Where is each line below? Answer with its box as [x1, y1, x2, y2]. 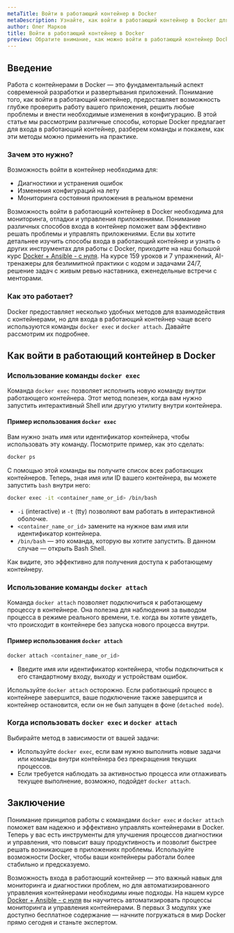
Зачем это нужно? [7, 149, 74, 159]
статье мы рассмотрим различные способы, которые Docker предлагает [7, 117, 226, 126]
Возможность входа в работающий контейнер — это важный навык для [7, 873, 223, 882]
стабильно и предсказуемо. [7, 860, 91, 868]
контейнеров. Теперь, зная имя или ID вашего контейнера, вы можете [7, 473, 217, 482]
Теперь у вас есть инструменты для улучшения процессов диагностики [7, 830, 223, 839]
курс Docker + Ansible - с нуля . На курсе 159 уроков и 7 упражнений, [7, 252, 214, 260]
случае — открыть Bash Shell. [17, 545, 107, 553]
